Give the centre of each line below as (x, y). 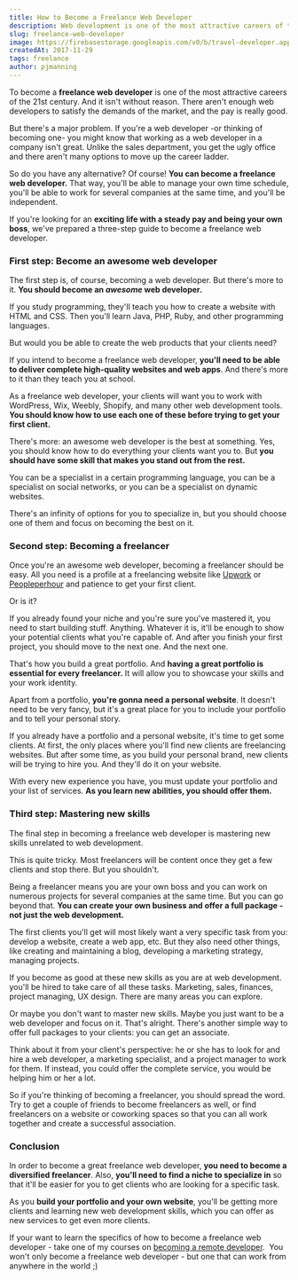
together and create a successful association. (93, 1123)
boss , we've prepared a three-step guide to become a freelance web (135, 228)
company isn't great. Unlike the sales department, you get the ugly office (143, 146)
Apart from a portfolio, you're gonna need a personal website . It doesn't (142, 700)
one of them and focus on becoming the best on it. (102, 523)
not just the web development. (67, 915)
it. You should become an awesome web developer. (106, 290)
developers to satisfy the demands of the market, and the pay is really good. (149, 111)
